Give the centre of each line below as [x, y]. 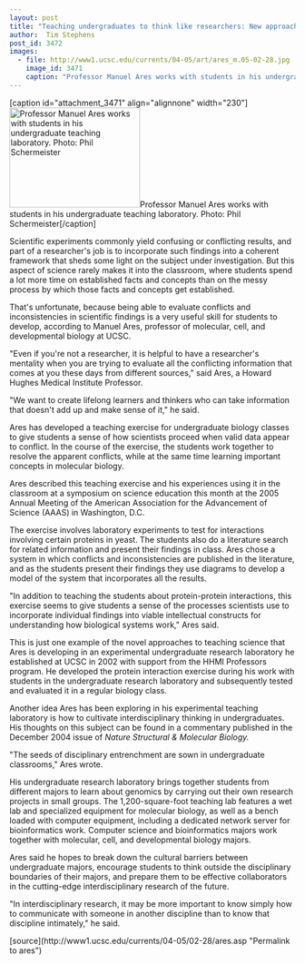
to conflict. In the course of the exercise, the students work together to [142, 447]
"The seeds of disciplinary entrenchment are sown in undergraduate [137, 754]
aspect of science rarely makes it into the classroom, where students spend [151, 270]
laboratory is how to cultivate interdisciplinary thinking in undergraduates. [147, 717]
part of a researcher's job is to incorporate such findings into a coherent [144, 251]
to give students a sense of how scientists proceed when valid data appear [150, 437]
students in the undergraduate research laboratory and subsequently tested [151, 681]
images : [24, 52]
